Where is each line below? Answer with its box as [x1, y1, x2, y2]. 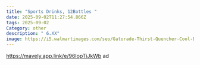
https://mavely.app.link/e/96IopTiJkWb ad [6, 53, 109, 59]
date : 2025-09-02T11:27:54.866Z [6, 14, 86, 20]
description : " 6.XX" [6, 31, 60, 37]
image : [6, 36, 23, 42]
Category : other [6, 25, 46, 31]
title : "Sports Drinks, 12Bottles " [6, 8, 97, 15]
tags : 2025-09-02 [6, 19, 49, 25]
